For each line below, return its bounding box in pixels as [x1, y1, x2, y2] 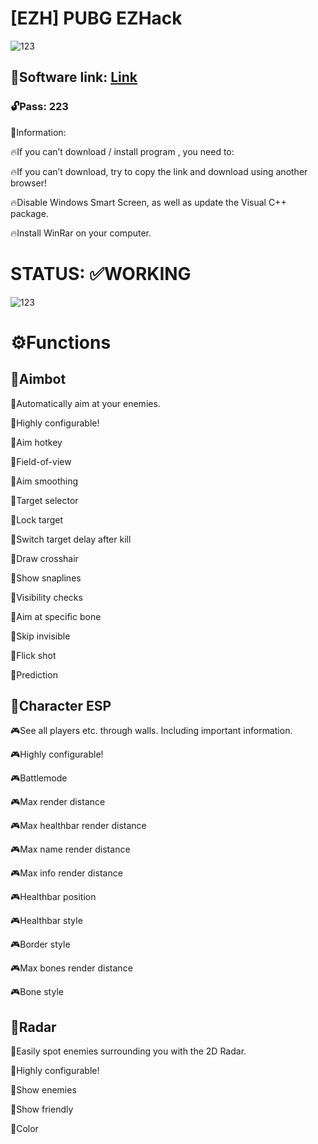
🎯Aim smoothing [10, 475, 79, 487]
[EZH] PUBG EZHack [10, 7, 183, 30]
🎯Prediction [10, 668, 58, 681]
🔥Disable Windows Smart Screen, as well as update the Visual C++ [10, 196, 287, 208]
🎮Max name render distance [10, 843, 131, 856]
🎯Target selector [10, 494, 79, 506]
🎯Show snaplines [10, 572, 82, 584]
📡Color [10, 1123, 39, 1135]
